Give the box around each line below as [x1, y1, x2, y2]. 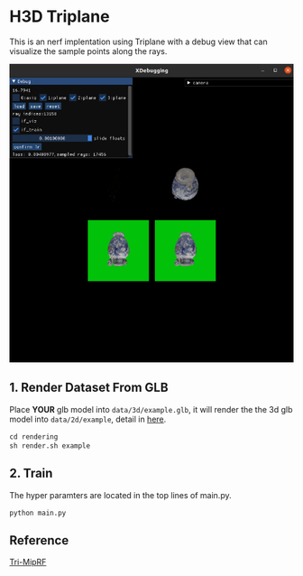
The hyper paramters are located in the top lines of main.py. [9, 489, 232, 500]
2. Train [9, 466, 53, 481]
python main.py [9, 508, 67, 517]
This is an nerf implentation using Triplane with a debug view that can [9, 36, 268, 47]
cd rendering [9, 432, 59, 441]
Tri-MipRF [9, 557, 47, 568]
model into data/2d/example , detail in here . [9, 413, 167, 424]
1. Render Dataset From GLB [9, 380, 169, 395]
